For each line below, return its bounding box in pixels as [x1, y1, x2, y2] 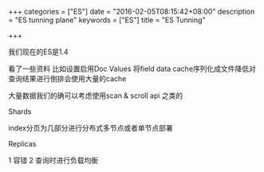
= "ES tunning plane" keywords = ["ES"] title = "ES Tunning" [8, 15, 206, 25]
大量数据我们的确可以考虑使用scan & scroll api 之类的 [8, 91, 183, 100]
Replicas [8, 139, 37, 148]
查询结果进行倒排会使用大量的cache [8, 74, 127, 83]
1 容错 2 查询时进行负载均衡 [8, 155, 99, 165]
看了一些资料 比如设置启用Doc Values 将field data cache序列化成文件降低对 [8, 64, 257, 73]
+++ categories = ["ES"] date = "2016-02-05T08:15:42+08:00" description [8, 7, 255, 16]
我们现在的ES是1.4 [8, 47, 69, 57]
